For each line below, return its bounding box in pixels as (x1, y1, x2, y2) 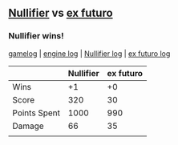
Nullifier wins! (8, 30, 64, 42)
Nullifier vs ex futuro (8, 6, 114, 20)
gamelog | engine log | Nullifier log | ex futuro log (8, 48, 171, 58)
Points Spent (12, 107, 60, 119)
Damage (12, 120, 44, 131)
